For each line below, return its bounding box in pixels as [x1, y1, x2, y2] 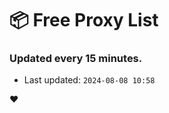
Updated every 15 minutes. [9, 52, 143, 66]
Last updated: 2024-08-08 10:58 [23, 74, 156, 86]
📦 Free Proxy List [9, 9, 159, 32]
